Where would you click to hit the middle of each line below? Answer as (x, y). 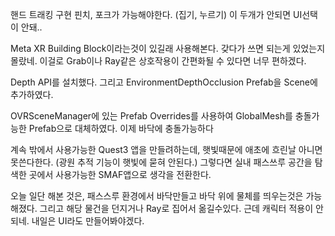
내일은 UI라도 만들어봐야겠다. (88, 221)
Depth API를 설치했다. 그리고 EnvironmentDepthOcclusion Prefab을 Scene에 (164, 82)
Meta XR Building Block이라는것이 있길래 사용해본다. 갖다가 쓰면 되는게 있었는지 (168, 48)
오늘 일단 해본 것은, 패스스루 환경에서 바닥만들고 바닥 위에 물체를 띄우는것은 (157, 196)
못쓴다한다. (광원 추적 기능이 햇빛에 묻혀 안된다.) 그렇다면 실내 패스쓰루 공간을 (161, 162)
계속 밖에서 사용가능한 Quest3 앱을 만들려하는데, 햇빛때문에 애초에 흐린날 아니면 (166, 149)
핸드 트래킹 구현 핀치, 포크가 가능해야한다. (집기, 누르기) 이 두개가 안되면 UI (156, 14)
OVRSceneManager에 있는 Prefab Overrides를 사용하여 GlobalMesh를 (151, 116)
